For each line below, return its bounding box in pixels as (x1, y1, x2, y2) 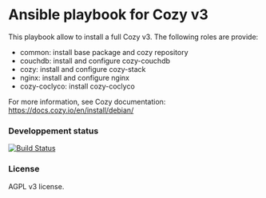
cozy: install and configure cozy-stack (19, 64, 146, 73)
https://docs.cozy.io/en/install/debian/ (8, 105, 134, 115)
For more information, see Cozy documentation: (8, 97, 166, 106)
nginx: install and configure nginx (19, 73, 130, 82)
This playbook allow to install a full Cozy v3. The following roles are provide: (8, 32, 259, 42)
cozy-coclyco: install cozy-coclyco (19, 81, 136, 91)
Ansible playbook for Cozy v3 (8, 6, 209, 24)
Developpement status (8, 125, 99, 137)
